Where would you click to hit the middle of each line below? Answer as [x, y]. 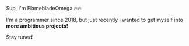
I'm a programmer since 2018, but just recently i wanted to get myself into [95, 20]
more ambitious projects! [37, 26]
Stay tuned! [20, 37]
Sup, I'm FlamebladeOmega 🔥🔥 [44, 8]
